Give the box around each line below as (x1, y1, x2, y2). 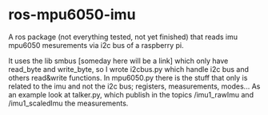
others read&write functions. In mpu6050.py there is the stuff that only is (8, 73, 248, 82)
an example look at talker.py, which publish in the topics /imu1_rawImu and (8, 89, 254, 99)
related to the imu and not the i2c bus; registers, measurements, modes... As (8, 81, 261, 91)
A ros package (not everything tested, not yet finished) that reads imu (8, 32, 238, 42)
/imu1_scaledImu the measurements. (8, 98, 129, 108)
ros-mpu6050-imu (8, 6, 136, 24)
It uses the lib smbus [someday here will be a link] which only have (8, 56, 229, 65)
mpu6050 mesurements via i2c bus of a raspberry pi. (8, 40, 184, 50)
